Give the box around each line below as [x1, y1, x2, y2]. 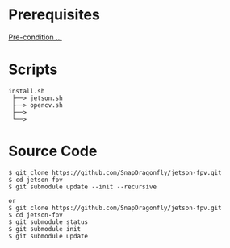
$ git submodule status [8, 217, 89, 226]
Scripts [8, 60, 58, 79]
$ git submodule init [8, 225, 82, 233]
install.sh [8, 87, 45, 95]
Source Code [8, 143, 98, 160]
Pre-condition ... [8, 32, 62, 42]
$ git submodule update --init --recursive [8, 183, 157, 191]
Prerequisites [8, 6, 101, 24]
